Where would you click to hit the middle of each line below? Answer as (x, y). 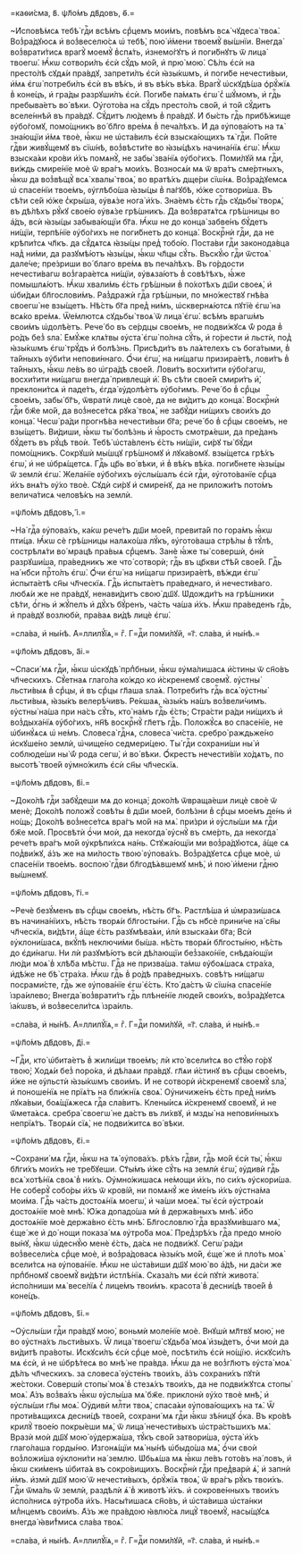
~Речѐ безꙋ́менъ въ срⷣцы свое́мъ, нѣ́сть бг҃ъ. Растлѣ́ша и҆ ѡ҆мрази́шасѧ (145, 910)
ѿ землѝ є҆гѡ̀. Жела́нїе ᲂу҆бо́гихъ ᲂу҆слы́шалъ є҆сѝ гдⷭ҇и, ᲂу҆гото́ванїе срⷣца (143, 474)
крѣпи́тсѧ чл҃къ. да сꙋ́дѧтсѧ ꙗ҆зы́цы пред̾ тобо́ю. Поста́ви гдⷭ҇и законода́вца (150, 243)
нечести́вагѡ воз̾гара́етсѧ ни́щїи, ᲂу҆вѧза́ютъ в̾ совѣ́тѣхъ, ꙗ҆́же (128, 273)
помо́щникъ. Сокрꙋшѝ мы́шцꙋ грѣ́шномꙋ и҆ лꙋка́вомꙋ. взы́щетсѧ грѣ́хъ (143, 453)
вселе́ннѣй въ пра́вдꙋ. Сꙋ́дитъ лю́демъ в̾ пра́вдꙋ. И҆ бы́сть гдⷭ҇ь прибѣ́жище (151, 116)
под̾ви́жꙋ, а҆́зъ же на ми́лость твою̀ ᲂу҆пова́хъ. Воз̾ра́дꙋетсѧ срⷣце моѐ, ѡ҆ (145, 853)
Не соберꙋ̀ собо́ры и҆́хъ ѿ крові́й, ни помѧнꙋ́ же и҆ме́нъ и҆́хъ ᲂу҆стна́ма (140, 1190)
